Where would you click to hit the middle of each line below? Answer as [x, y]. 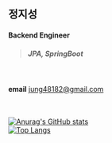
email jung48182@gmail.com [56, 89]
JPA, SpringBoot [55, 54]
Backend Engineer [39, 35]
